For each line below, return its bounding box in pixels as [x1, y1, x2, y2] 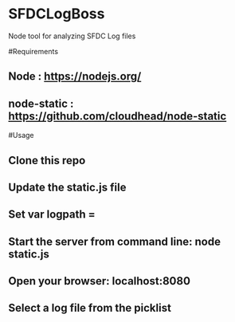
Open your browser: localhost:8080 [8, 274, 191, 288]
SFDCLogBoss [8, 5, 105, 23]
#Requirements [8, 46, 58, 56]
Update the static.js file [8, 180, 127, 194]
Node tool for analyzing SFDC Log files [8, 31, 136, 41]
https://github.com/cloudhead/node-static [8, 109, 227, 123]
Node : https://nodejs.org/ [8, 69, 142, 84]
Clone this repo [8, 153, 86, 167]
